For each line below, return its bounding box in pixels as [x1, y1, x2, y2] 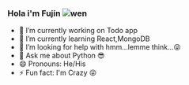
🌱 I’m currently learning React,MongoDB [18, 34, 150, 43]
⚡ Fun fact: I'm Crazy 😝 [18, 68, 97, 78]
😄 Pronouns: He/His [18, 59, 86, 68]
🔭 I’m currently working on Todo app [18, 26, 138, 35]
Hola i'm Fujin [7, 8, 61, 19]
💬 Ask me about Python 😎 [18, 51, 105, 61]
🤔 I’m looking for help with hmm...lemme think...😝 [18, 42, 181, 52]
